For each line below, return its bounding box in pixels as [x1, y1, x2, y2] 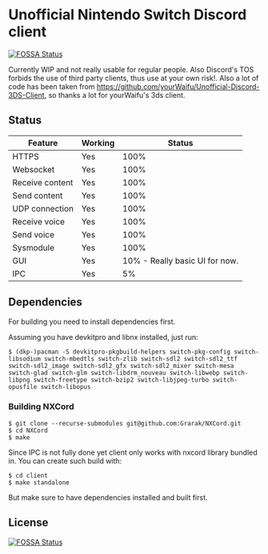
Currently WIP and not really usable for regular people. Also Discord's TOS [8, 64, 254, 74]
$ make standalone [8, 479, 70, 487]
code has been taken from [8, 82, 95, 91]
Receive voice [12, 216, 66, 227]
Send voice [12, 228, 54, 240]
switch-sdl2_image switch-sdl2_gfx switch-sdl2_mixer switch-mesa [8, 362, 234, 370]
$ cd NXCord [8, 427, 48, 435]
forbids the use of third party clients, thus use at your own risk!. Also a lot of [8, 73, 259, 83]
